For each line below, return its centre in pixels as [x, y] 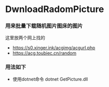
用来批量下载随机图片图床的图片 [44, 26]
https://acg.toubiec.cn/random [44, 53]
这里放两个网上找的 [25, 38]
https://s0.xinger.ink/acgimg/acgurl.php [54, 48]
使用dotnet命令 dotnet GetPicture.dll [50, 79]
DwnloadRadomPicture [55, 9]
